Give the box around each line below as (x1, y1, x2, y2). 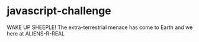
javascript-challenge (7, 4, 111, 18)
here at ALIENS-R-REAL (7, 30, 65, 37)
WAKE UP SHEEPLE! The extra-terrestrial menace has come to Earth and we (7, 24, 193, 31)
